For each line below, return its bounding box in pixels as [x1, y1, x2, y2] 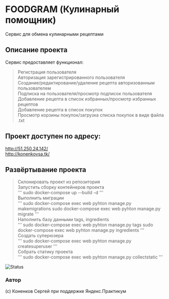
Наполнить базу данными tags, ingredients [17, 217, 109, 223]
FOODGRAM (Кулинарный [5, 4, 120, 15]
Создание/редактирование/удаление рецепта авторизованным [17, 79, 155, 86]
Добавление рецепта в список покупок [17, 106, 103, 112]
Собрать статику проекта [17, 249, 73, 255]
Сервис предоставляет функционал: [5, 59, 84, 65]
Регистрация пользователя [17, 69, 77, 75]
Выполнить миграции [17, 195, 64, 201]
